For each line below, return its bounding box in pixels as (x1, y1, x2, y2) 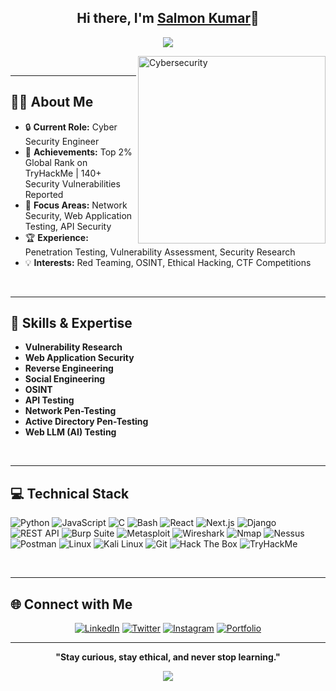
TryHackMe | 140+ (24, 167, 102, 179)
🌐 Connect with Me (10, 596, 133, 613)
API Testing (24, 394, 75, 406)
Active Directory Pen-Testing (24, 416, 149, 428)
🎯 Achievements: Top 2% (24, 146, 133, 158)
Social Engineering (24, 373, 106, 385)
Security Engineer (24, 135, 100, 147)
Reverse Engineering (24, 362, 114, 375)
